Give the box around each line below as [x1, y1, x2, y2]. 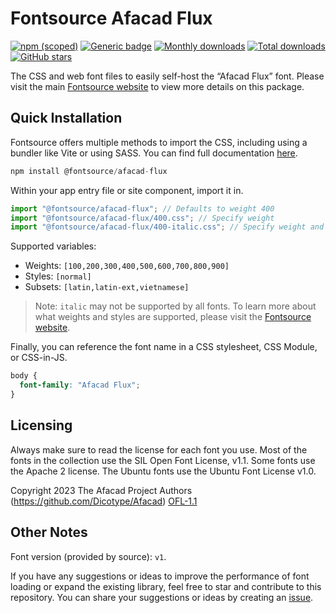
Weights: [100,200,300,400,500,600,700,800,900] [24, 260, 230, 272]
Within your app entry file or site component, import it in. [10, 184, 244, 196]
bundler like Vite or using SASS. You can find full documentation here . [10, 147, 298, 159]
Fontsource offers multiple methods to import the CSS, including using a [10, 136, 308, 148]
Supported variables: [10, 240, 97, 252]
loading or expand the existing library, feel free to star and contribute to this [10, 580, 322, 592]
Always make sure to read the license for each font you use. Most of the [10, 443, 308, 456]
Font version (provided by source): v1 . [10, 550, 167, 562]
